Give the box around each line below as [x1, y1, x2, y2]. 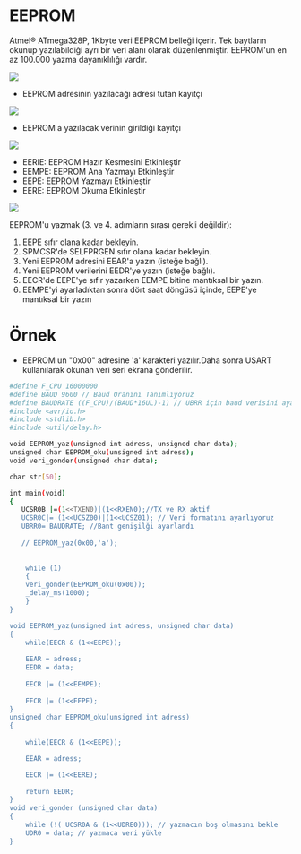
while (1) [25, 564, 63, 573]
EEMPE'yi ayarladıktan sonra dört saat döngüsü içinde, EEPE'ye [21, 284, 257, 295]
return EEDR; [25, 787, 74, 796]
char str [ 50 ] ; [9, 472, 63, 481]
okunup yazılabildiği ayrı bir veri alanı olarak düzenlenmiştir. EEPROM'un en [9, 44, 287, 55]
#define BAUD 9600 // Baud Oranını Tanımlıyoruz [9, 390, 194, 399]
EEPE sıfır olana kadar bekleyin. [21, 237, 139, 247]
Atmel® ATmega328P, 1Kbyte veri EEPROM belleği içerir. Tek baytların [9, 35, 267, 46]
